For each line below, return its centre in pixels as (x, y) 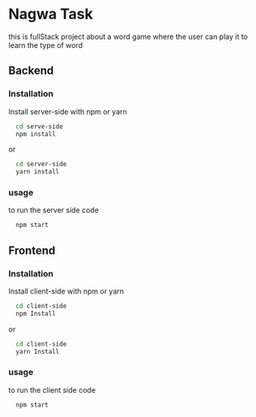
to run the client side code (52, 389)
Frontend (32, 250)
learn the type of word (46, 45)
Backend (31, 71)
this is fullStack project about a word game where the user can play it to (128, 37)
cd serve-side (39, 127)
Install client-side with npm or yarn (66, 291)
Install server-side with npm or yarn (68, 111)
